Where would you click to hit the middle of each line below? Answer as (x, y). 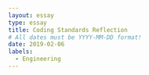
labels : (21, 52)
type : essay (27, 23)
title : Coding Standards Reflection (68, 30)
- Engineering (38, 59)
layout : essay (31, 15)
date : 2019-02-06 (36, 45)
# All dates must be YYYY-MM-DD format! (75, 37)
